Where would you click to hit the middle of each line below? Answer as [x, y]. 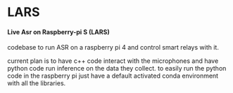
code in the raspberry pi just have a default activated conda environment [113, 76]
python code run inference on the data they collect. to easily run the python [117, 69]
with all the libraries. [37, 83]
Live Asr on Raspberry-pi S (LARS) [59, 31]
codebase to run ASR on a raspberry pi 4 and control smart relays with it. [113, 48]
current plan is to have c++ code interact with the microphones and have [113, 61]
